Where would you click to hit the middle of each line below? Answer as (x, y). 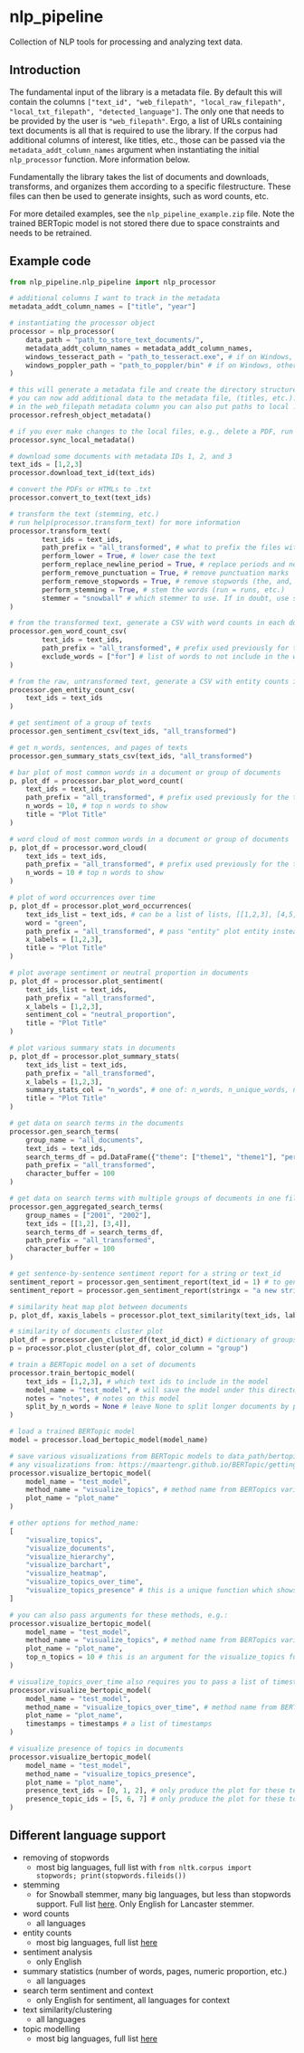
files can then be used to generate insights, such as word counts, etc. (139, 195)
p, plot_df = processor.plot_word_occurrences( (101, 906)
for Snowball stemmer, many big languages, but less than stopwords (163, 1894)
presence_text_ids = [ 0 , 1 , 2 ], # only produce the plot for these (155, 1791)
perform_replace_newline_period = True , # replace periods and (163, 565)
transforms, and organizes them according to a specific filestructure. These (150, 186)
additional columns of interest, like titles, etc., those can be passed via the (147, 140)
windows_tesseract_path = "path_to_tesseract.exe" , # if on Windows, (160, 356)
